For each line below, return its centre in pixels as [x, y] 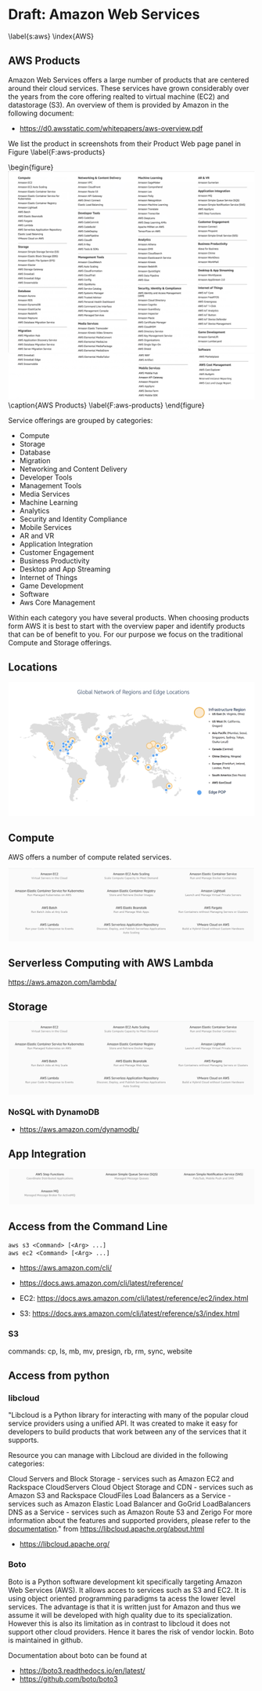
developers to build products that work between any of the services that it [127, 1432]
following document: [41, 113]
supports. [23, 1440]
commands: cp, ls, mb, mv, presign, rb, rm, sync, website [100, 1351]
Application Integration [56, 544]
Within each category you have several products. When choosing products [129, 617]
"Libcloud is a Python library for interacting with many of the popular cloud [128, 1415]
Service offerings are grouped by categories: [81, 420]
